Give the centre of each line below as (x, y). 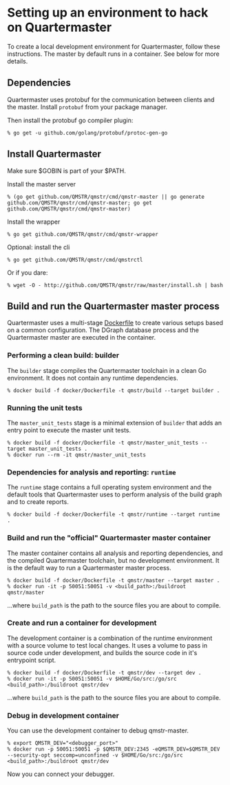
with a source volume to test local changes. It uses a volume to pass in (107, 645)
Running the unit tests (45, 407)
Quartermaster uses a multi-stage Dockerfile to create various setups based (115, 323)
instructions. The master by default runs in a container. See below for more (114, 54)
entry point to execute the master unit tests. (69, 430)
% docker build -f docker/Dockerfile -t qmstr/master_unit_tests (103, 443)
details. (18, 61)
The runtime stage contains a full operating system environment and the (109, 487)
